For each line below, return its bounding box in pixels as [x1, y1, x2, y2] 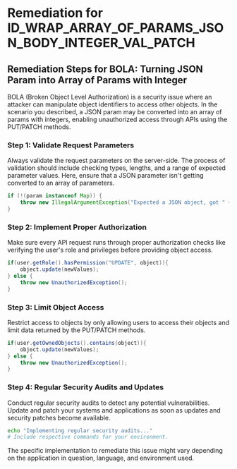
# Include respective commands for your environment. [7, 434, 169, 441]
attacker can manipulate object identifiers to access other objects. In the [7, 100, 218, 109]
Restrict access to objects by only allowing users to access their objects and [7, 318, 230, 327]
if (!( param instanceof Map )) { [7, 193, 102, 200]
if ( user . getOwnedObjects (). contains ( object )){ [7, 339, 147, 346]
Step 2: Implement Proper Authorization [7, 222, 147, 232]
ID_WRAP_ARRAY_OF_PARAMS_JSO [7, 20, 224, 36]
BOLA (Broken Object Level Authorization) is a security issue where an [7, 93, 212, 101]
